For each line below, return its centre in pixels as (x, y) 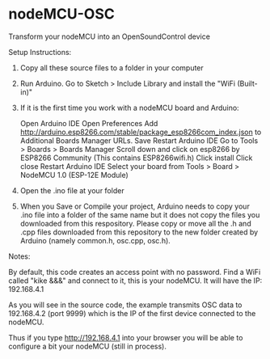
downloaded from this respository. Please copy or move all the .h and (136, 223)
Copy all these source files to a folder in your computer (112, 68)
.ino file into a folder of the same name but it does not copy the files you (140, 214)
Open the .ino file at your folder (72, 190)
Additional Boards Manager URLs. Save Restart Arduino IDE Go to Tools (139, 140)
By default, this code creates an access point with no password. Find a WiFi (135, 272)
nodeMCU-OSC (61, 14)
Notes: (19, 256)
